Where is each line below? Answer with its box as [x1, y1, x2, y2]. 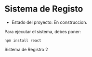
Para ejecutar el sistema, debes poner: [4, 28, 81, 34]
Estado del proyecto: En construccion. [11, 19, 88, 25]
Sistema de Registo [4, 3, 83, 14]
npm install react [4, 38, 41, 43]
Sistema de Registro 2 [4, 46, 48, 52]
